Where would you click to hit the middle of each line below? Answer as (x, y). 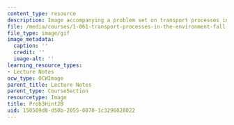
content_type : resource (42, 14)
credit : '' (29, 53)
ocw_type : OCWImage (36, 78)
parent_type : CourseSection (48, 91)
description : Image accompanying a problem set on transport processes (113, 20)
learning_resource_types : (45, 65)
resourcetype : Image (37, 98)
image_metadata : (31, 40)
